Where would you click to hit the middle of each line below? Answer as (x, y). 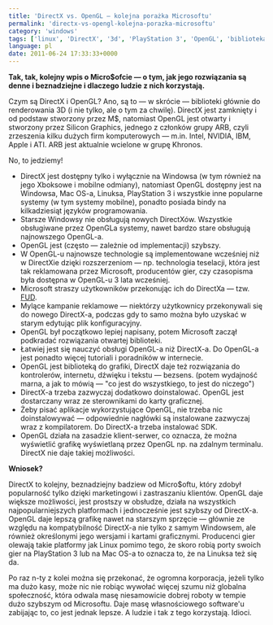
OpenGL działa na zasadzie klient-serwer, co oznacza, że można (128, 435)
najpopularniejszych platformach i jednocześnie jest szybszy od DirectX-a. (133, 510)
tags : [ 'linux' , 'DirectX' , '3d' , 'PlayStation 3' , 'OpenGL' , (116, 39)
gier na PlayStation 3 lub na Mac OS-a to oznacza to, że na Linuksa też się (133, 553)
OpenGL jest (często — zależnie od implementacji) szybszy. (120, 245)
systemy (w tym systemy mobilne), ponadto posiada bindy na (123, 202)
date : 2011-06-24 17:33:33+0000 (63, 54)
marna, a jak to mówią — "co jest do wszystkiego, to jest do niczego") (137, 384)
